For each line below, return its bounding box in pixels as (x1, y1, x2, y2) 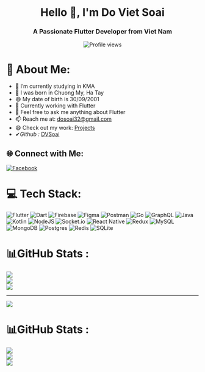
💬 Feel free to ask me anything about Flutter (15, 109, 126, 116)
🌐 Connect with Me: (6, 148, 84, 159)
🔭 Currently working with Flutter (15, 102, 96, 109)
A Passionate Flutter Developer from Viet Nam (32, 27, 173, 36)
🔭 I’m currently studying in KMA (15, 82, 95, 90)
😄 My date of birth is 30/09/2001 (15, 96, 99, 103)
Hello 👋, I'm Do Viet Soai (40, 5, 165, 20)
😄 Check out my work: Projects (15, 124, 96, 132)
